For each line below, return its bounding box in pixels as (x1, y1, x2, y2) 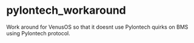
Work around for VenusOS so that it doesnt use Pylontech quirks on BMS (6, 23, 189, 30)
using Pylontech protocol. (6, 29, 71, 36)
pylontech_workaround (6, 4, 126, 17)
